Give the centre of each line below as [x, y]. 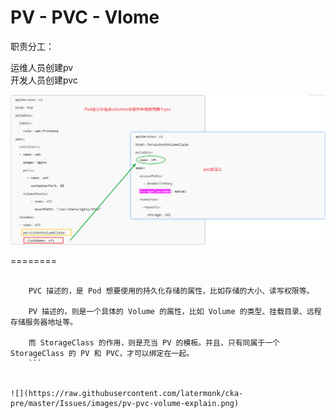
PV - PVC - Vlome [85, 17]
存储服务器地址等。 [44, 322]
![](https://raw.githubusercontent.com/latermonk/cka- [127, 393]
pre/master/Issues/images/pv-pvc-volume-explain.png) [125, 403]
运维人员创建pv [42, 67]
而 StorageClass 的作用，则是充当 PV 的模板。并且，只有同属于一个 [154, 342]
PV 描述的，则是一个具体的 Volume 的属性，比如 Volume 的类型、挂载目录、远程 [175, 311]
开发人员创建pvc [44, 80]
